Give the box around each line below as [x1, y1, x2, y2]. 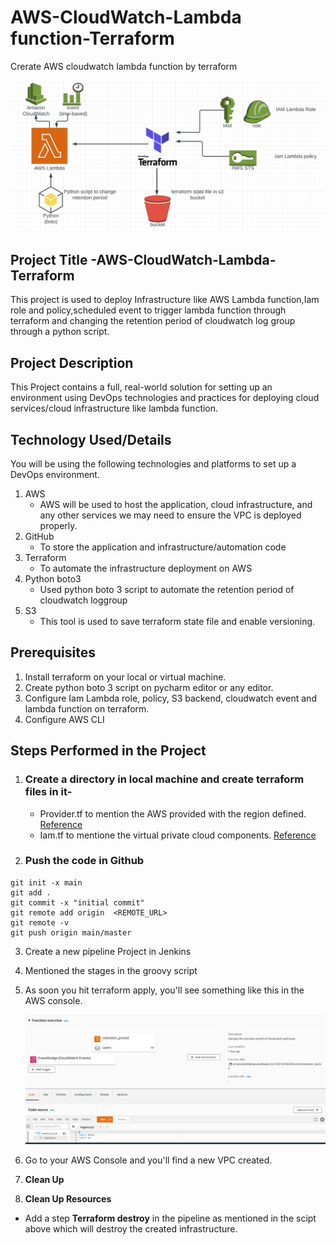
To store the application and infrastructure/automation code [39, 541, 287, 553]
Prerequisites [10, 644, 96, 661]
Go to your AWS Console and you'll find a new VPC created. [24, 1154, 273, 1166]
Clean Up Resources [24, 1192, 112, 1205]
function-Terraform [10, 27, 175, 50]
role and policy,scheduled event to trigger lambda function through [10, 304, 287, 316]
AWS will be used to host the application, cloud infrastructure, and [39, 499, 313, 511]
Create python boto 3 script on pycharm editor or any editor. [24, 681, 274, 693]
